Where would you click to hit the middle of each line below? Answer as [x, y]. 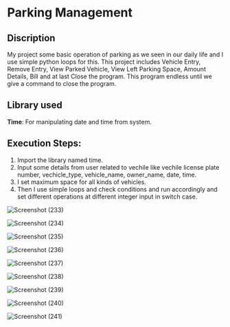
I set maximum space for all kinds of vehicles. [81, 182]
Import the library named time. [60, 160]
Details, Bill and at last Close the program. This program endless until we [110, 76]
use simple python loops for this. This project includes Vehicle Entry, [104, 62]
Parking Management [70, 13]
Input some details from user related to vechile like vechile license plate [118, 167]
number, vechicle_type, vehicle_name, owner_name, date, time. [107, 174]
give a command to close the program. [62, 83]
